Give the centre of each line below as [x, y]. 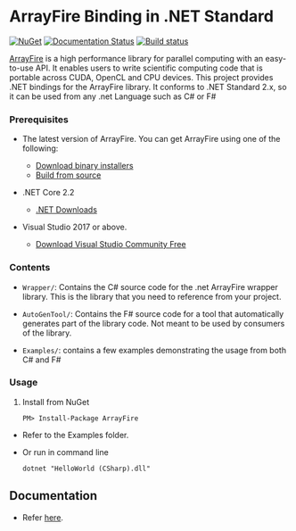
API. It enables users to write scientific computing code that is [149, 68]
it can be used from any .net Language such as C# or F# [113, 96]
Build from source [68, 175]
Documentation [53, 496]
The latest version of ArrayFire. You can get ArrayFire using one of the [151, 139]
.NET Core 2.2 [48, 193]
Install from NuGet [56, 402]
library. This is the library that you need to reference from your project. [152, 296]
